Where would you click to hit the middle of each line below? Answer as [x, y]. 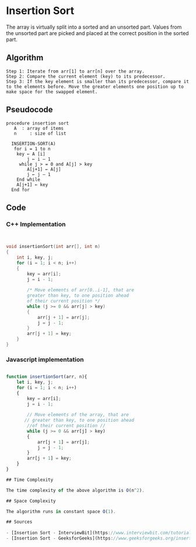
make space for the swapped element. [52, 92]
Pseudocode [30, 110]
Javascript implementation [45, 359]
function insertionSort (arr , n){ [47, 377]
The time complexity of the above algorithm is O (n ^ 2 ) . [75, 490]
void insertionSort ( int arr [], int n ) [53, 247]
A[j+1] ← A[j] [44, 169]
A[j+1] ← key [32, 185]
